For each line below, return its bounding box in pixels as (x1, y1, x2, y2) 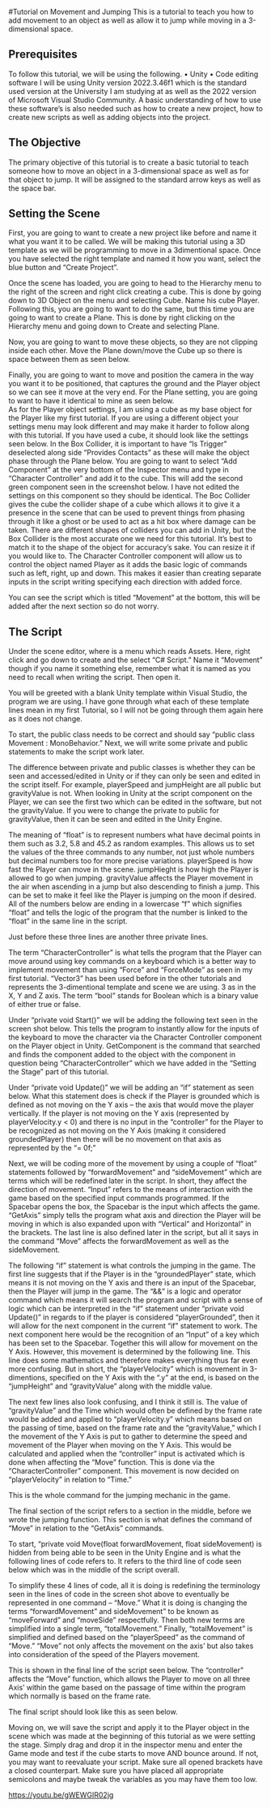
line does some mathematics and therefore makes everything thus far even (8, 1355, 259, 1366)
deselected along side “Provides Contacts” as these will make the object (8, 448, 250, 458)
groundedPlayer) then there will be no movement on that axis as (8, 1134, 222, 1144)
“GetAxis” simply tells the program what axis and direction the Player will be (8, 1211, 261, 1220)
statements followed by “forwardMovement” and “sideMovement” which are (8, 1168, 262, 1177)
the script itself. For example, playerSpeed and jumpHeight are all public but (8, 780, 261, 790)
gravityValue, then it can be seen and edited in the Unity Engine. (8, 815, 222, 824)
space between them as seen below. (8, 355, 131, 364)
